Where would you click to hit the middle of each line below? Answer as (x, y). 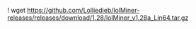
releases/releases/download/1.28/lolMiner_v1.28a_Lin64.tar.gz (98, 18)
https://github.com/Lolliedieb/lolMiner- (83, 10)
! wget (17, 10)
